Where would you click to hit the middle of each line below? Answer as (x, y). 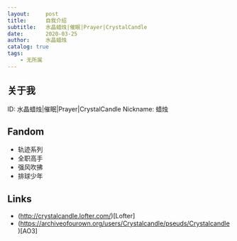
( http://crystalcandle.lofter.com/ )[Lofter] (76, 216)
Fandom (26, 131)
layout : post (33, 14)
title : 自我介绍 (37, 21)
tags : (15, 54)
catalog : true (28, 47)
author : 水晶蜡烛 (37, 40)
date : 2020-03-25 (43, 34)
